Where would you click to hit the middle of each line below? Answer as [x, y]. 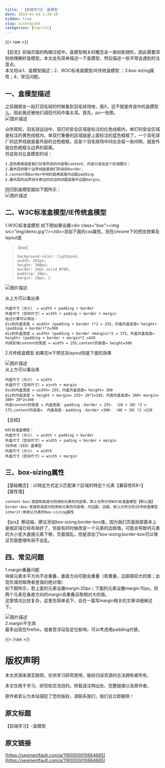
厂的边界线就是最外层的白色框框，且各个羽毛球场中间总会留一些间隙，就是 [80, 141]
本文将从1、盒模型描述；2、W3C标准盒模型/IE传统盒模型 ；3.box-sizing [78, 71]
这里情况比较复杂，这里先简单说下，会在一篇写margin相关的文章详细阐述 [79, 601]
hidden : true [18, 19]
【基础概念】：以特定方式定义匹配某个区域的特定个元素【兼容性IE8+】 [75, 485]
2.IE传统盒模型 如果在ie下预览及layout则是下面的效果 [58, 353]
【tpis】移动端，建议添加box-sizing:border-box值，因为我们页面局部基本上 [81, 522]
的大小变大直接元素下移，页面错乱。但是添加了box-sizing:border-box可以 [79, 534]
